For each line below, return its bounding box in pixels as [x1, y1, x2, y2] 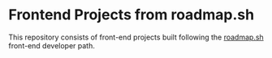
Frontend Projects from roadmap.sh [8, 6, 254, 24]
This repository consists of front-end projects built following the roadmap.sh [8, 32, 264, 42]
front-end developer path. [8, 40, 95, 50]
